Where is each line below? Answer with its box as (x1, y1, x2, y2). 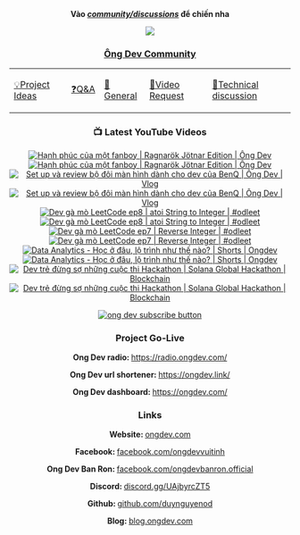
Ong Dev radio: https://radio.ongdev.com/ (72, 352, 228, 363)
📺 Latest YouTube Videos (93, 126, 207, 138)
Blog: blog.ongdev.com (106, 515, 194, 526)
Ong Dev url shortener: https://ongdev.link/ (70, 369, 230, 380)
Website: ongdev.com (109, 429, 191, 440)
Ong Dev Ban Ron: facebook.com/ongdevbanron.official (46, 464, 254, 474)
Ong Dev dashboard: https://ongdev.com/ (72, 386, 228, 397)
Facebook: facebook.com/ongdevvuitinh (74, 447, 226, 457)
